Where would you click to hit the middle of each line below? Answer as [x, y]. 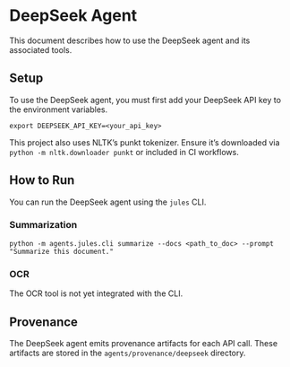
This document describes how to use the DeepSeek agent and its [130, 40]
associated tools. [41, 49]
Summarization [43, 225]
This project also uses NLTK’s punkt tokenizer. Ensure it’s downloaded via [145, 142]
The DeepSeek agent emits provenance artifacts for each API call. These [144, 343]
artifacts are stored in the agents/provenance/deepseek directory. [128, 353]
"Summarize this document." [62, 251]
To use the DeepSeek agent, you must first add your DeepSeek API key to [145, 100]
